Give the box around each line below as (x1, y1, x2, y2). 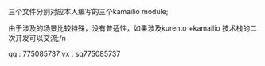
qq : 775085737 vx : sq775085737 (8, 49, 121, 58)
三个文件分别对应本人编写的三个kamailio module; (8, 7, 169, 16)
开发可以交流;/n (14, 34, 66, 42)
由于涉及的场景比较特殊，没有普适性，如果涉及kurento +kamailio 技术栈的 (8, 24, 251, 33)
